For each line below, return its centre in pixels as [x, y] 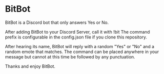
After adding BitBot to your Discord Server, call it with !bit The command [78, 32]
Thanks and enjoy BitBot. [30, 66]
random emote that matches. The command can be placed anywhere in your [82, 52]
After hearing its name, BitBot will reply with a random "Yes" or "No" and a [80, 46]
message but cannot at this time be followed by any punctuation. [70, 56]
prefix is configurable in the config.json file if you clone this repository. [76, 37]
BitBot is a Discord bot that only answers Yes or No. [57, 22]
